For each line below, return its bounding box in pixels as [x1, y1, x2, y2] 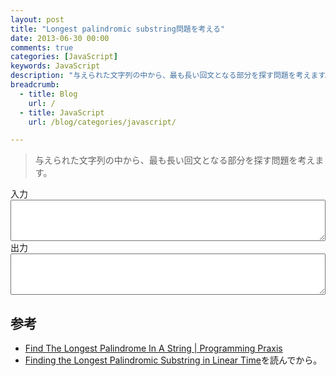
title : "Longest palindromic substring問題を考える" [10, 24, 226, 34]
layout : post [10, 14, 65, 25]
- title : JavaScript [19, 107, 105, 118]
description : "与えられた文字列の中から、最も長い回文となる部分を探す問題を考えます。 [10, 71, 333, 81]
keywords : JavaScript [10, 61, 101, 71]
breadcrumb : [10, 80, 60, 90]
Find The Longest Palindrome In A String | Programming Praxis [24, 342, 283, 355]
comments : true [10, 42, 74, 53]
